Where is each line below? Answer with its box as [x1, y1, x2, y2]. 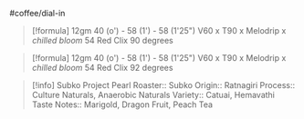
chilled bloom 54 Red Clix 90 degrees [31, 35, 173, 45]
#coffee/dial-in [9, 8, 66, 18]
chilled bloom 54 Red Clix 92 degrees [31, 63, 173, 73]
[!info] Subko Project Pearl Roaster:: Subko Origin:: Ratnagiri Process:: [31, 80, 295, 90]
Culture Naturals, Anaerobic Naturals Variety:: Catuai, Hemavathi [31, 90, 276, 100]
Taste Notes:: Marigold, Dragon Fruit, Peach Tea [31, 99, 213, 110]
